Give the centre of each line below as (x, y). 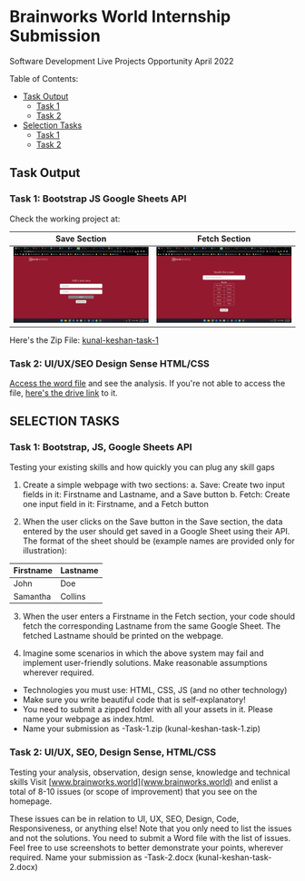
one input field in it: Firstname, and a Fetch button (115, 504)
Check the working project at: (65, 219)
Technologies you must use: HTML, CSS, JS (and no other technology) (155, 690)
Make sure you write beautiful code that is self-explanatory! (134, 700)
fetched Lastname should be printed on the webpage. (123, 636)
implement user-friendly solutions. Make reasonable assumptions (145, 663)
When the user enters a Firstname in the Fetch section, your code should (159, 617)
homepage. (31, 801)
